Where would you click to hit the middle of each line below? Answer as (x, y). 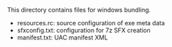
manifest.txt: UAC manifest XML (62, 37)
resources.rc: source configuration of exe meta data (91, 23)
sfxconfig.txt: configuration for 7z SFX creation (84, 30)
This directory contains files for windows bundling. (79, 10)
